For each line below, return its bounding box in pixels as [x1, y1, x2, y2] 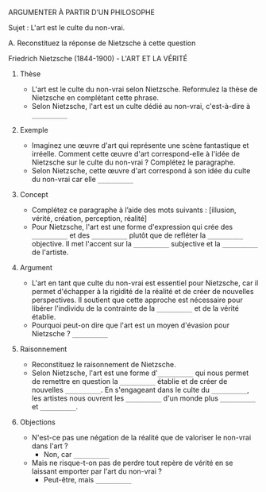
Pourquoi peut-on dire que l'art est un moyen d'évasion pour [31, 320, 230, 330]
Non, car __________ [43, 450, 110, 459]
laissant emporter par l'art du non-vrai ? [31, 467, 163, 476]
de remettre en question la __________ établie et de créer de [31, 377, 228, 385]
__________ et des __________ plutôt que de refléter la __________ [31, 231, 244, 240]
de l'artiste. [31, 247, 69, 257]
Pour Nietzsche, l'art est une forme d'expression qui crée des [31, 223, 233, 231]
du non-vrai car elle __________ [31, 175, 133, 184]
